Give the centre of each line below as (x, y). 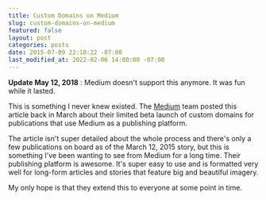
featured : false (35, 30)
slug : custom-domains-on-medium (62, 23)
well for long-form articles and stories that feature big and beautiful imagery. (133, 172)
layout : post (30, 38)
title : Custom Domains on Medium (64, 15)
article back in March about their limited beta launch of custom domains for (131, 114)
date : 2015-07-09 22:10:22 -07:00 (66, 52)
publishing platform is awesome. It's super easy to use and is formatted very (133, 163)
